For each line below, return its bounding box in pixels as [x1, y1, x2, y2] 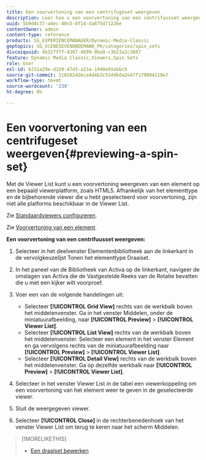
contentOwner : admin [6, 26, 59, 33]
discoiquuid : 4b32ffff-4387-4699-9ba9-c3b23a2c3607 [6, 49, 141, 55]
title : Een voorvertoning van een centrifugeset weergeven [6, 9, 161, 15]
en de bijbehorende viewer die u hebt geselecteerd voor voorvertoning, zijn [6, 193, 197, 200]
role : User [6, 60, 34, 66]
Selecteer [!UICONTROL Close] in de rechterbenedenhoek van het [15, 416, 184, 424]
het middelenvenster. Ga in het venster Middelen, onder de [24, 309, 174, 316]
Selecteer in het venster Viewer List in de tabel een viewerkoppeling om [15, 380, 197, 387]
